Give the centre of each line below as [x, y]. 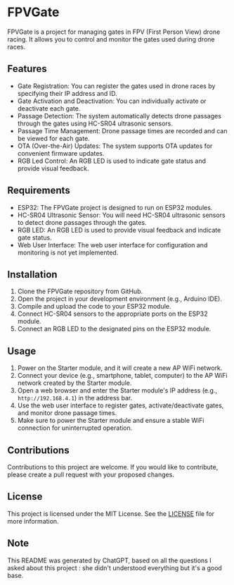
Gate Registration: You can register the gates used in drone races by [116, 86]
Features [27, 69]
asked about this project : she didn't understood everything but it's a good [115, 567]
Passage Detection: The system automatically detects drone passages [119, 116]
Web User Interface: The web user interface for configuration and [112, 245]
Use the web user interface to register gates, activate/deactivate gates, [121, 405]
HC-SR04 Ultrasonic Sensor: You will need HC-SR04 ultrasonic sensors [122, 215]
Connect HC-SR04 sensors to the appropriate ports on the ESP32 [112, 314]
